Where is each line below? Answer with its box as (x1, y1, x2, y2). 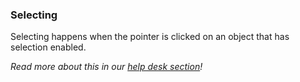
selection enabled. (10, 41, 87, 53)
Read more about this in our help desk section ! (10, 61, 203, 73)
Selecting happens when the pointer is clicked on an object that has (10, 31, 290, 43)
